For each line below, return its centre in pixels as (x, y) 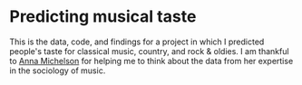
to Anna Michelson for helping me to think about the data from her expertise (151, 61)
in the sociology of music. (58, 71)
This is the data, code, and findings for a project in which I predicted (137, 42)
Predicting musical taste (103, 17)
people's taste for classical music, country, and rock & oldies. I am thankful (149, 51)
